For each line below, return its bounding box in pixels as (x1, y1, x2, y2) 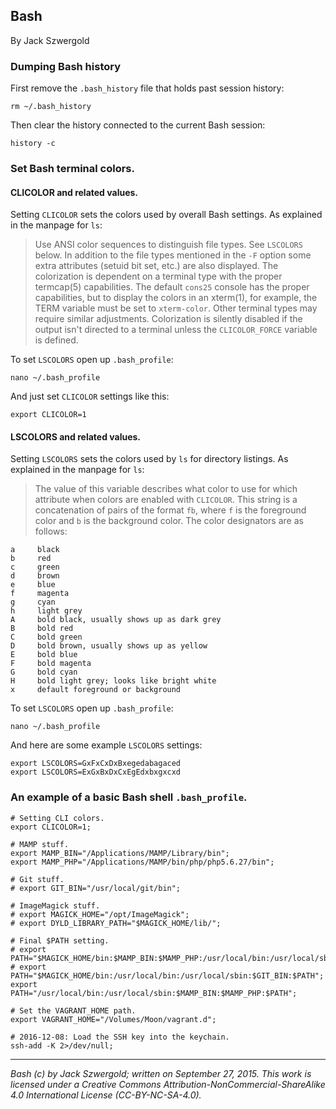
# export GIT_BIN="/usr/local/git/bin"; (10, 883, 182, 893)
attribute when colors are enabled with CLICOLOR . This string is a (34, 494, 298, 506)
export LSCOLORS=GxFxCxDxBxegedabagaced (10, 759, 182, 769)
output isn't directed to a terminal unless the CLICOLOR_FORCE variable (34, 324, 318, 336)
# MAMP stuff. (10, 839, 70, 849)
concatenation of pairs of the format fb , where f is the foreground (34, 504, 307, 516)
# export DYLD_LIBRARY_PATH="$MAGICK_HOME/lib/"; (10, 918, 222, 928)
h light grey (10, 606, 83, 616)
